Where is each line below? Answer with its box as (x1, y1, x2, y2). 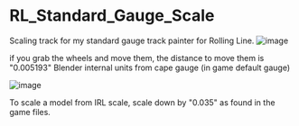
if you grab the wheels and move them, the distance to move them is (9, 52, 265, 63)
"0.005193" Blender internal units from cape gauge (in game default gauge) (9, 62, 291, 73)
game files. (9, 106, 51, 117)
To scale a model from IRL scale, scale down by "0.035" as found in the (9, 96, 276, 108)
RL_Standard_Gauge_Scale (9, 5, 215, 26)
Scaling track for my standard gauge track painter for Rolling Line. (9, 35, 255, 46)
